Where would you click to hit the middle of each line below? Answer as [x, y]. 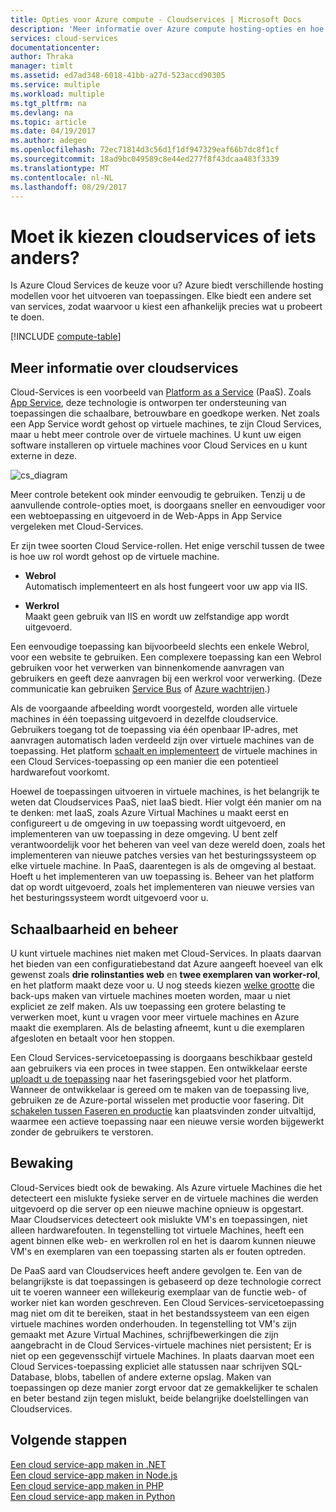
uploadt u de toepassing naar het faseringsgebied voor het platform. [151, 1078]
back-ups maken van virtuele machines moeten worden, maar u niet [150, 995]
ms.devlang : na [42, 112]
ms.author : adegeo [48, 141]
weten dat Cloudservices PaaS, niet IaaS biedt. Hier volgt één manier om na [166, 802]
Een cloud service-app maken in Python [93, 1496]
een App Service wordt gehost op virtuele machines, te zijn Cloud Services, [166, 424]
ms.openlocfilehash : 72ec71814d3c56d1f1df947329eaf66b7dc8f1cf [145, 150]
